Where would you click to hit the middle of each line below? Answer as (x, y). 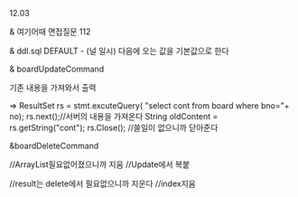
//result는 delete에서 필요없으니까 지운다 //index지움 (102, 183)
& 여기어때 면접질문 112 (50, 32)
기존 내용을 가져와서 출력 (53, 88)
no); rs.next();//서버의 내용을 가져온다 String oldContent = (114, 116)
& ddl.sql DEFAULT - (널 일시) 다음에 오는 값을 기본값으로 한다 (119, 51)
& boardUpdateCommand (57, 69)
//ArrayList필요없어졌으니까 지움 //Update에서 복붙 (100, 164)
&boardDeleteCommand (54, 145)
